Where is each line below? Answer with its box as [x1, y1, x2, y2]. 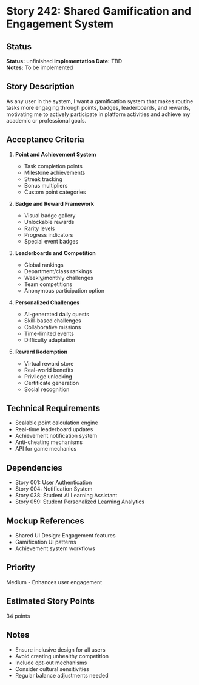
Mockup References [6, 516, 84, 526]
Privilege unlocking [24, 372, 73, 380]
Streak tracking [24, 175, 62, 183]
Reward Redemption [15, 348, 68, 355]
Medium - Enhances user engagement [6, 578, 103, 585]
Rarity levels [24, 225, 55, 232]
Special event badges [24, 237, 79, 245]
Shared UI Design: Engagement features [15, 532, 116, 539]
